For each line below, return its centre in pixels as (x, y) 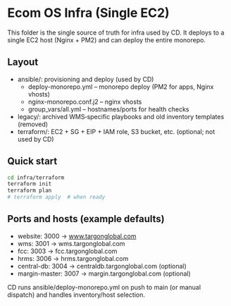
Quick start (32, 161)
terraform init (30, 184)
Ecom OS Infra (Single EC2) (89, 13)
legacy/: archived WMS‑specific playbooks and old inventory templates (121, 116)
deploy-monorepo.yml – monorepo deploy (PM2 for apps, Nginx (121, 87)
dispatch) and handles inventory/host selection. (76, 295)
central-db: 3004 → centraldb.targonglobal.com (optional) (102, 266)
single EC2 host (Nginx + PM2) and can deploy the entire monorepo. (107, 39)
